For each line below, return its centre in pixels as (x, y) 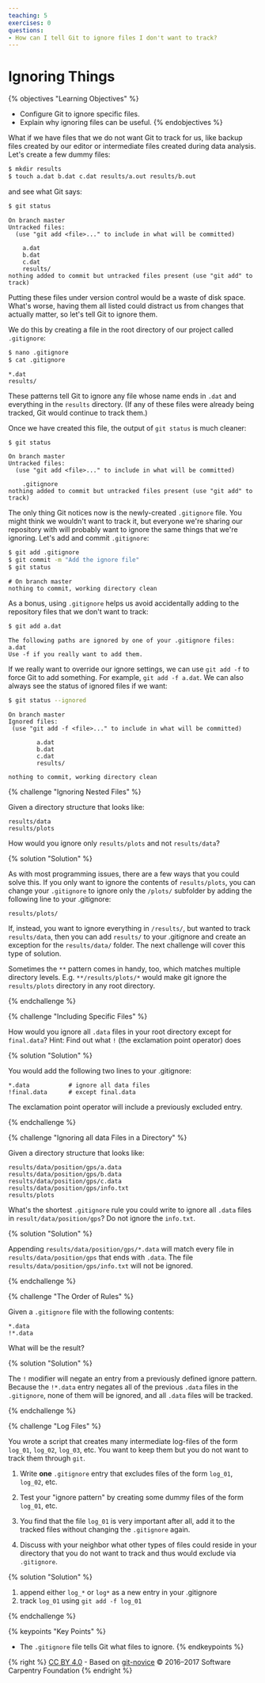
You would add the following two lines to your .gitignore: (100, 1070)
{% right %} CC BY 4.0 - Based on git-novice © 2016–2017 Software (119, 1662)
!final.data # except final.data (72, 1092)
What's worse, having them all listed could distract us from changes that (126, 306)
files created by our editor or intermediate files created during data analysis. (132, 146)
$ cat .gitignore (37, 360)
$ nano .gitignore (38, 352)
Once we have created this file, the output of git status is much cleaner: (127, 427)
